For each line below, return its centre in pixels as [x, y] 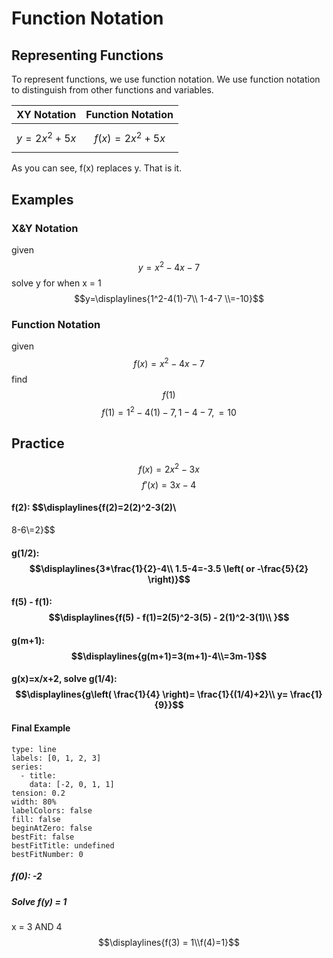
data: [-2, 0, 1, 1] [72, 784]
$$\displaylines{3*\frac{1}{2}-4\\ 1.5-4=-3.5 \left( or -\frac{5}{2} [169, 568]
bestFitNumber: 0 [47, 854]
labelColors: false [52, 810]
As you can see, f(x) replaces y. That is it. [97, 168]
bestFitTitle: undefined [63, 845]
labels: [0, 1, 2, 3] [56, 758]
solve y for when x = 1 [56, 283]
